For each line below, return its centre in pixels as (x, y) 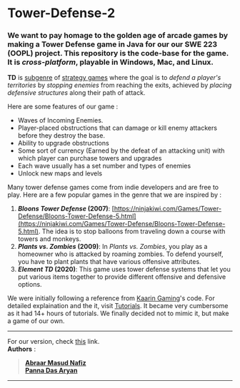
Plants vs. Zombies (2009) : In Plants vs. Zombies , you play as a (112, 247)
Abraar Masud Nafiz (56, 363)
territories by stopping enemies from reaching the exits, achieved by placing (120, 85)
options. (30, 285)
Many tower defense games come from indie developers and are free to (113, 188)
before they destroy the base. (61, 136)
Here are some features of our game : (63, 107)
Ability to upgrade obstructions (63, 143)
